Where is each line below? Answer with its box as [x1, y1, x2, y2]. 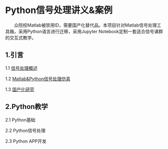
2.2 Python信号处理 [5, 127, 46, 133]
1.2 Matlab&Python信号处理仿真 [5, 76, 70, 82]
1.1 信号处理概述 [5, 65, 38, 71]
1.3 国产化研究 [5, 86, 34, 92]
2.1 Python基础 [5, 116, 36, 123]
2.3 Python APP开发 [5, 138, 47, 144]
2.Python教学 [5, 102, 48, 111]
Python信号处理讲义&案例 [5, 5, 113, 16]
